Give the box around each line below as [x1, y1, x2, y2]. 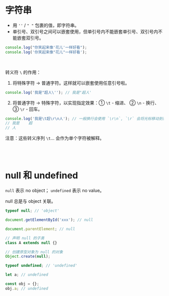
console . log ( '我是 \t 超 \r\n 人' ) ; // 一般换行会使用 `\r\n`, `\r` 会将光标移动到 [5, 116, 163, 121]
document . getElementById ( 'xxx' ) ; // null [5, 217, 94, 222]
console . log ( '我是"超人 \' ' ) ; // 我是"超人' [5, 90, 92, 95]
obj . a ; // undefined [5, 286, 49, 291]
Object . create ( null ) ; [5, 254, 51, 259]
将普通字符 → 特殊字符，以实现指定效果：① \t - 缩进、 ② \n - [12, 99, 145, 106]
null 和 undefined [5, 170, 78, 182]
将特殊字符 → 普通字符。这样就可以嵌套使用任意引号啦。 [12, 80, 130, 86]
